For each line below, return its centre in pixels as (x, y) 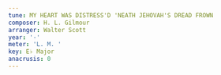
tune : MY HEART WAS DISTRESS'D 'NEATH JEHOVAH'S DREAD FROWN (111, 15)
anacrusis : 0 (30, 59)
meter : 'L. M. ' (35, 45)
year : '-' (24, 37)
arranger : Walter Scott (47, 30)
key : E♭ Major (32, 52)
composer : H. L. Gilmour (49, 23)
